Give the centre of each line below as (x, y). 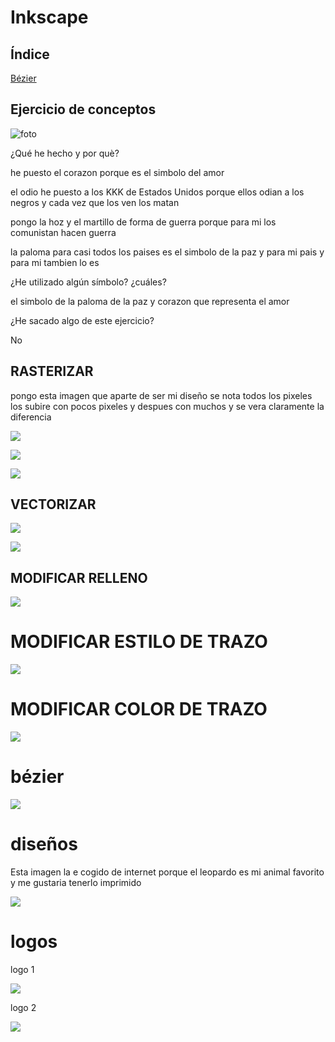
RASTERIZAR (52, 371)
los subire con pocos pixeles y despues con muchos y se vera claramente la (167, 406)
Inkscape (49, 17)
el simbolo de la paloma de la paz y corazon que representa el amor (150, 301)
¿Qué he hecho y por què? (65, 153)
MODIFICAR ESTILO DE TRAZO (139, 642)
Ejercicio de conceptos (83, 109)
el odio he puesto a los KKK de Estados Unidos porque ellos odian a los (157, 192)
